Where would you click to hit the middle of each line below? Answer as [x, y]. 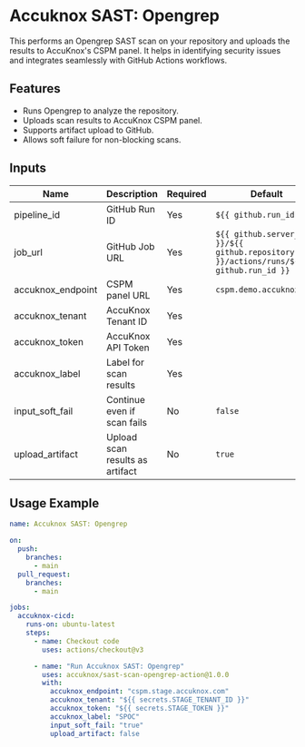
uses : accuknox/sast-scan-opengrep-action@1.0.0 [136, 674]
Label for [125, 362]
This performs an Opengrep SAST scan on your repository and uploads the [150, 41]
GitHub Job [130, 246]
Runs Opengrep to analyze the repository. [100, 111]
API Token [128, 348]
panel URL [128, 295]
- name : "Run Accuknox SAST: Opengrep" [108, 666]
